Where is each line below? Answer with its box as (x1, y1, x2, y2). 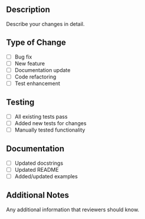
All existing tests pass (14, 113, 68, 120)
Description (6, 5, 50, 15)
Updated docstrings (14, 159, 64, 166)
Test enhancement (14, 80, 61, 87)
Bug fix (14, 53, 32, 60)
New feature (14, 60, 45, 67)
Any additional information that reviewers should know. (6, 206, 140, 213)
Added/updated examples (14, 172, 78, 179)
